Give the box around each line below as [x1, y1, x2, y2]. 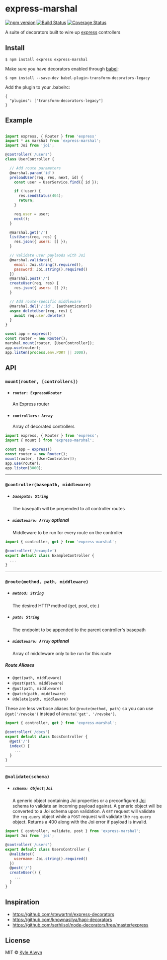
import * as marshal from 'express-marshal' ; [5, 138, 101, 143]
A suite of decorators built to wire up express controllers [5, 29, 121, 35]
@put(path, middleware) [12, 686, 62, 691]
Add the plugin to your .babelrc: [5, 84, 71, 90]
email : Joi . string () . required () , [14, 262, 83, 267]
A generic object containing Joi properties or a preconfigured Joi [12, 798, 146, 804]
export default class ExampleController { [5, 553, 94, 558]
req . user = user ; [14, 211, 50, 216]
